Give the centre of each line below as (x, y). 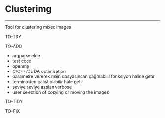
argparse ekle (26, 55)
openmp (21, 66)
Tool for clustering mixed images (38, 27)
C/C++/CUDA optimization (39, 71)
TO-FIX (13, 111)
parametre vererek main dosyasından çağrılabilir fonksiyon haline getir (83, 76)
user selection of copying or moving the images (60, 92)
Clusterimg (28, 9)
